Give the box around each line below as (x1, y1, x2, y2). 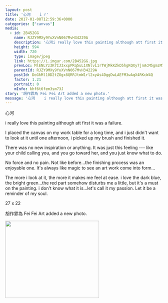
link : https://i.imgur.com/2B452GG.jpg (14, 58, 97, 63)
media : (5, 26, 19, 31)
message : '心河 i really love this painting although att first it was (5, 95, 163, 100)
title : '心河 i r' (5, 12, 49, 17)
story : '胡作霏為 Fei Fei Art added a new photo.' (5, 91, 110, 96)
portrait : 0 (14, 81, 39, 86)
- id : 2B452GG (9, 30, 39, 35)
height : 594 (14, 44, 39, 49)
